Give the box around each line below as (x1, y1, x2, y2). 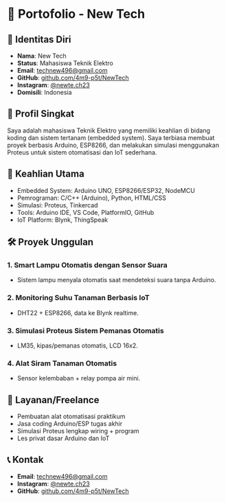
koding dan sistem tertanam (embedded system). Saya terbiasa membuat (7, 133, 215, 141)
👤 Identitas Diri (7, 34, 71, 45)
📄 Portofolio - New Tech (7, 6, 146, 22)
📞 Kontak (7, 454, 44, 466)
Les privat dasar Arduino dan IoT (16, 434, 110, 442)
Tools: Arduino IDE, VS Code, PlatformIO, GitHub (16, 208, 155, 216)
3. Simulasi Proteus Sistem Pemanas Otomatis (7, 326, 164, 335)
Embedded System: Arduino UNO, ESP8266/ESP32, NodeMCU (16, 186, 196, 194)
